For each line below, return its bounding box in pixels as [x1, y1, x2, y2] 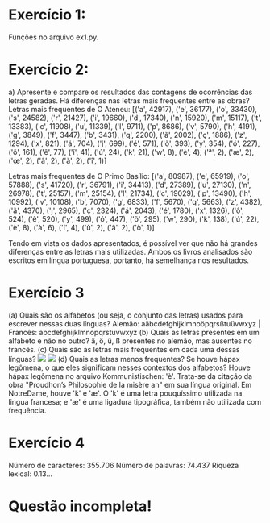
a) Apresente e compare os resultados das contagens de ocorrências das [8, 87, 253, 97]
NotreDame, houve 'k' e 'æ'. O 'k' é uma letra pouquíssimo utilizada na [8, 388, 243, 398]
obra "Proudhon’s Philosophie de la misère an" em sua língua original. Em [8, 380, 252, 389]
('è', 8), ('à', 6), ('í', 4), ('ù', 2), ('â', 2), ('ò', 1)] [8, 222, 155, 232]
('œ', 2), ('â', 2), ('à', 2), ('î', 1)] [8, 156, 107, 165]
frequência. [8, 405, 47, 415]
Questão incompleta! [8, 497, 152, 515]
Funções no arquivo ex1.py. [8, 32, 99, 42]
